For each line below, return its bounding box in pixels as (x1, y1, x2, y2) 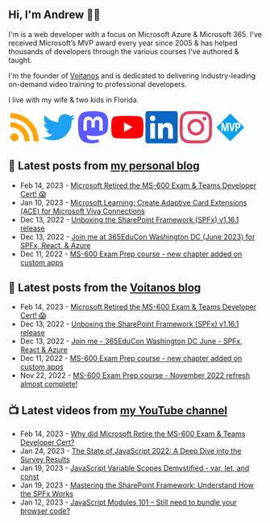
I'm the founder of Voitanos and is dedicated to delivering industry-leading (8, 70, 256, 81)
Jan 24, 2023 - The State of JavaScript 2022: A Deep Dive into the (19, 446, 242, 456)
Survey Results (19, 455, 70, 464)
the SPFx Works (19, 489, 74, 499)
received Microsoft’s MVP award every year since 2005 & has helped (8, 38, 238, 48)
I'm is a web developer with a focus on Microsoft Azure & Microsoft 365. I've (8, 29, 262, 39)
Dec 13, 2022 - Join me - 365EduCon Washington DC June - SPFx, (19, 336, 243, 347)
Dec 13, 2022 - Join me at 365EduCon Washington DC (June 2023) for (19, 231, 255, 242)
